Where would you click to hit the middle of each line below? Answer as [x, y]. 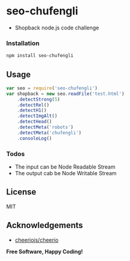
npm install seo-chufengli [40, 56]
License [21, 192]
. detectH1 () [32, 110]
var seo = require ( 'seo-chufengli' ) [52, 88]
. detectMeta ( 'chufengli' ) [49, 133]
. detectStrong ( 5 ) [39, 99]
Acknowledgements [45, 225]
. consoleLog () [34, 138]
